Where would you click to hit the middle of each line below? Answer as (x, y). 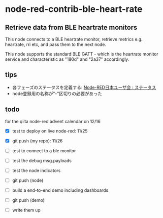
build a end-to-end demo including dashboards (60, 190)
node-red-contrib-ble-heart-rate (74, 9)
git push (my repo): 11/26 (37, 141)
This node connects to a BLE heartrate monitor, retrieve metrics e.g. (74, 39)
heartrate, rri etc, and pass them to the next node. (56, 44)
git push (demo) (29, 200)
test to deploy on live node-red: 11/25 (50, 131)
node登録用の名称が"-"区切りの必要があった (57, 93)
